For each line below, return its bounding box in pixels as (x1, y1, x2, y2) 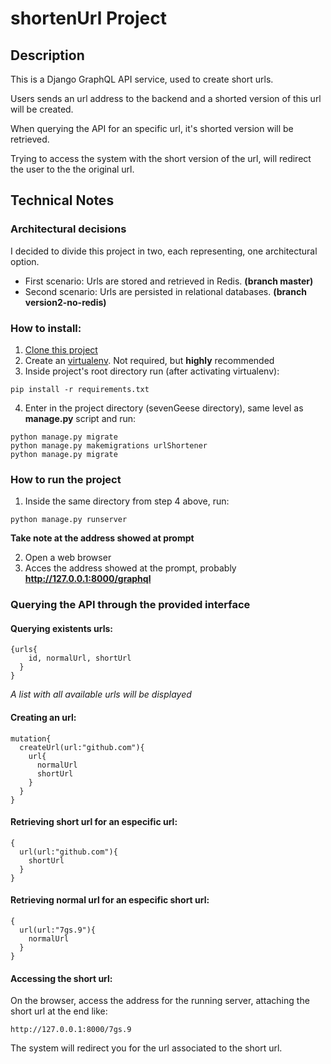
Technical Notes (10, 192, 115, 209)
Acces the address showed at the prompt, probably (24, 562, 237, 574)
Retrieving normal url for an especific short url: (10, 894, 210, 906)
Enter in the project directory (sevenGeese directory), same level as (24, 402, 304, 414)
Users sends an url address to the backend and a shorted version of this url (10, 93, 322, 104)
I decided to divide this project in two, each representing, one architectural (10, 245, 318, 257)
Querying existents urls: (10, 622, 113, 634)
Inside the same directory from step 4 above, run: (24, 495, 230, 507)
